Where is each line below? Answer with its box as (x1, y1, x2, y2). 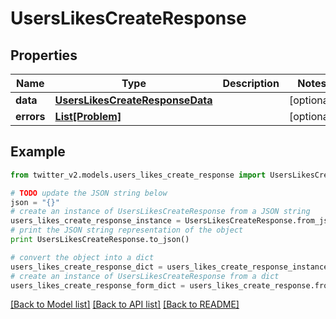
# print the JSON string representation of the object (10, 225, 244, 236)
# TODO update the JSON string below (10, 188, 168, 198)
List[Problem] (54, 110, 122, 123)
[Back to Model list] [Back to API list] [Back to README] (10, 298, 240, 311)
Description (222, 77, 280, 90)
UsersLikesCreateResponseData (54, 93, 213, 107)
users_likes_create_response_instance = (10, 216, 182, 226)
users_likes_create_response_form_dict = (10, 280, 186, 291)
